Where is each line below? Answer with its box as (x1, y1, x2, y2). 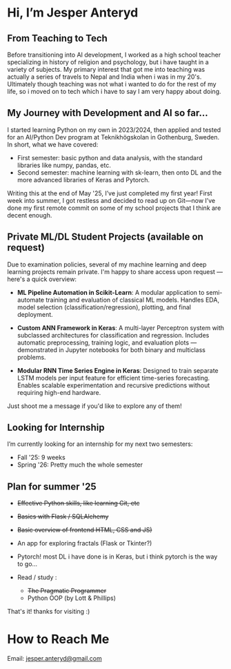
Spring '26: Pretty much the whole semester (17, 460, 143, 469)
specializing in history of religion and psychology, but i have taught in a (7, 58, 209, 66)
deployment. (17, 310, 53, 318)
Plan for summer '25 (7, 481, 97, 492)
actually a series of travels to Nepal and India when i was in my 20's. (7, 72, 202, 81)
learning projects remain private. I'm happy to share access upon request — (7, 267, 223, 275)
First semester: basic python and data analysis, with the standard (17, 153, 203, 162)
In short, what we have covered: (7, 140, 99, 148)
